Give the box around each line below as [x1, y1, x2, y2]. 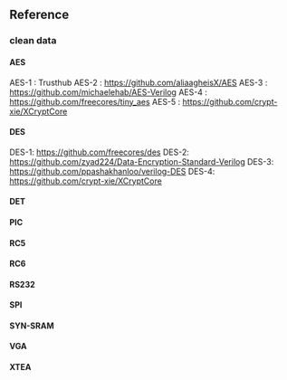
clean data [9, 34, 57, 47]
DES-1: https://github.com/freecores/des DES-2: [9, 147, 190, 157]
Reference [9, 7, 70, 23]
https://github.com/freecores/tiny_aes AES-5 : [9, 96, 181, 107]
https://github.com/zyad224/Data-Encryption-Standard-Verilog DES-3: [9, 156, 274, 166]
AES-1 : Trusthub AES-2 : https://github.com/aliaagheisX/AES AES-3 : [9, 77, 268, 88]
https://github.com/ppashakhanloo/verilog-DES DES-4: [9, 166, 215, 176]
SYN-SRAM [9, 320, 54, 331]
